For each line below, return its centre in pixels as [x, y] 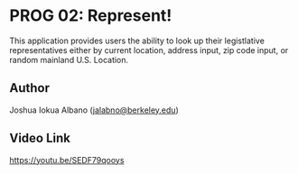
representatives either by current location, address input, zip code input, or [149, 50]
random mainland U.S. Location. [69, 60]
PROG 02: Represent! [91, 16]
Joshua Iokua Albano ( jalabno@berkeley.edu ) [94, 110]
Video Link [40, 138]
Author [29, 88]
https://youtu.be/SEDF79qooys [67, 160]
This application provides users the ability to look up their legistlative [137, 41]
